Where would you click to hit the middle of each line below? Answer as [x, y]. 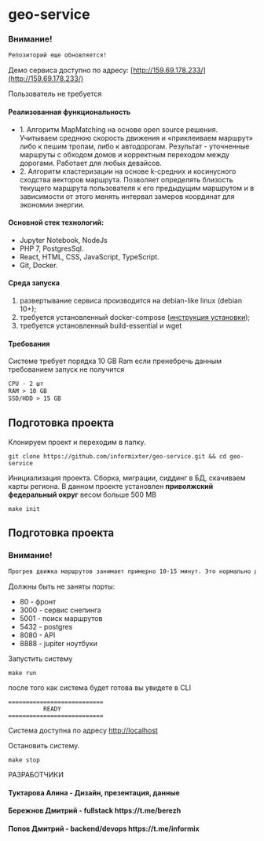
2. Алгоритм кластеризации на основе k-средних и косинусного [128, 171]
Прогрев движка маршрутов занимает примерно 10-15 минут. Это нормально [130, 571]
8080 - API [37, 635]
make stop [24, 760]
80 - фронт [38, 602]
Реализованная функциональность [70, 112]
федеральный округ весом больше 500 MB [82, 494]
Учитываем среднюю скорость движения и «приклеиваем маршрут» [136, 138]
